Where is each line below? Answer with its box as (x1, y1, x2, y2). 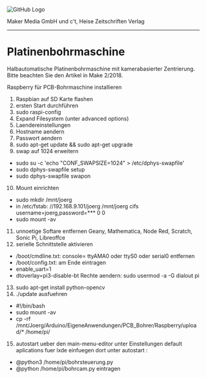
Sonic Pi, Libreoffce (15, 233, 66, 241)
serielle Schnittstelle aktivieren (15, 240, 94, 248)
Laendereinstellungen (15, 121, 71, 129)
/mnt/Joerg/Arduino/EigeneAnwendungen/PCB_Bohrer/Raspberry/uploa (15, 322, 197, 329)
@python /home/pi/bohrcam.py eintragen (15, 365, 121, 372)
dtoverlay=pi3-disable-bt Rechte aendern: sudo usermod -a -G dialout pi (15, 271, 199, 279)
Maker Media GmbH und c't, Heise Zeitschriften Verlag (7, 18, 145, 25)
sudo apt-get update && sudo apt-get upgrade (15, 141, 133, 148)
